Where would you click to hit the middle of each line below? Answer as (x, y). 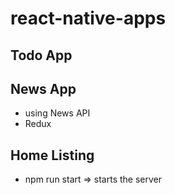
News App (43, 88)
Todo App (41, 55)
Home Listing (52, 155)
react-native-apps (88, 18)
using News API (57, 113)
